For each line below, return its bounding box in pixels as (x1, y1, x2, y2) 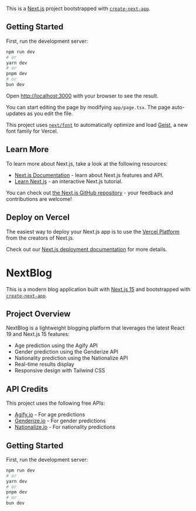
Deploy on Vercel (6, 213, 70, 223)
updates (6, 110, 26, 117)
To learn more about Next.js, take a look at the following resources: (6, 160, 168, 167)
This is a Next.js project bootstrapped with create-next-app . (6, 5, 151, 12)
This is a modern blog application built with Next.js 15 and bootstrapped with (6, 285, 191, 293)
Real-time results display (14, 361, 74, 368)
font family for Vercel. (6, 127, 59, 135)
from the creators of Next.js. (6, 234, 74, 241)
